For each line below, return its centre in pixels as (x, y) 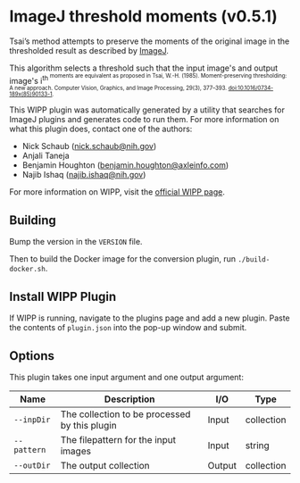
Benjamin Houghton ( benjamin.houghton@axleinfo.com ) (125, 165)
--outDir (32, 465)
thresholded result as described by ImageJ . (89, 50)
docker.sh (28, 270)
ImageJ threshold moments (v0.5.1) (144, 17)
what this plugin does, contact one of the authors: (101, 129)
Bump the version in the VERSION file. (76, 242)
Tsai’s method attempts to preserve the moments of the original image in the (150, 41)
